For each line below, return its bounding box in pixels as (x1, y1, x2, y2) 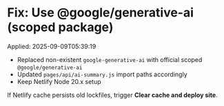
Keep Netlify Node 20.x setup (17, 77, 101, 85)
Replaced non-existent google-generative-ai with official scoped (17, 55, 203, 63)
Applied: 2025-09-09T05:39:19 (7, 42, 96, 50)
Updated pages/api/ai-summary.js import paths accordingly (17, 70, 187, 78)
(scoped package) (7, 19, 114, 35)
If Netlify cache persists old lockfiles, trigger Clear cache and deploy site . (7, 91, 218, 99)
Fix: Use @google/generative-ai (7, 5, 194, 21)
